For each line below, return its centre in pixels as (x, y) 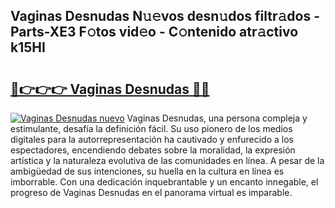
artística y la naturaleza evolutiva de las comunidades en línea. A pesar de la (167, 160)
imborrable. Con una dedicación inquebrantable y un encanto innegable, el (164, 182)
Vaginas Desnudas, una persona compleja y (217, 118)
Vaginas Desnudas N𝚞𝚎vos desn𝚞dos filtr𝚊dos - (165, 16)
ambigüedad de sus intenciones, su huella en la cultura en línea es (147, 171)
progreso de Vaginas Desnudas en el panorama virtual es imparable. (151, 192)
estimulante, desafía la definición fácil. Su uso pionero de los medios (151, 128)
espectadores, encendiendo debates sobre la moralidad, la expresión (153, 150)
